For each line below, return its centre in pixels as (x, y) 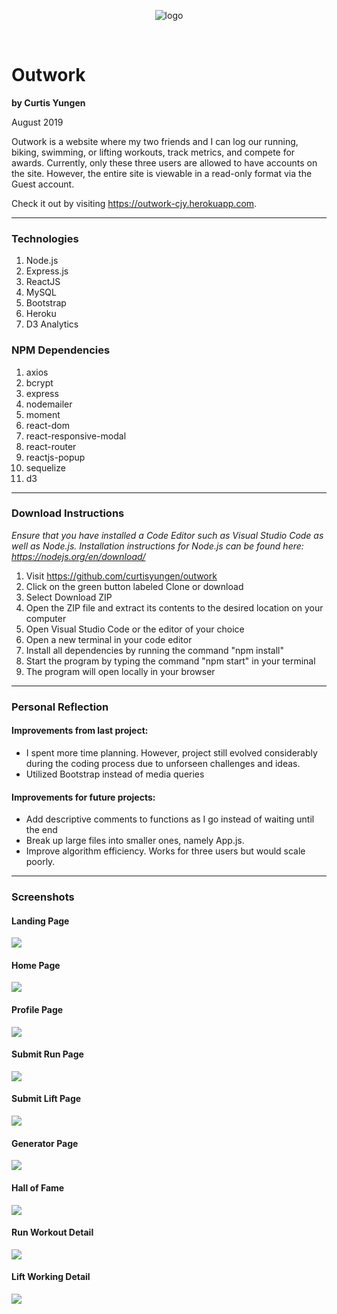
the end (41, 830)
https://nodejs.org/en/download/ (78, 556)
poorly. (40, 862)
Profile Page (37, 1010)
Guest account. (43, 184)
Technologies (45, 238)
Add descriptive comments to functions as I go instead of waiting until (170, 819)
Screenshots (43, 897)
